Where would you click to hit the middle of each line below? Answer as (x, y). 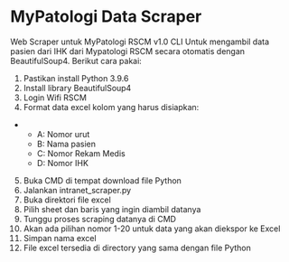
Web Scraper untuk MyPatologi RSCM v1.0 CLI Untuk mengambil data (140, 42)
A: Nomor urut (63, 134)
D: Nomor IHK (63, 163)
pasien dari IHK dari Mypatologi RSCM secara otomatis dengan (128, 51)
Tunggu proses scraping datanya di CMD (100, 219)
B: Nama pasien (66, 144)
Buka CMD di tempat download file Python (102, 180)
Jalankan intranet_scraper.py (77, 190)
